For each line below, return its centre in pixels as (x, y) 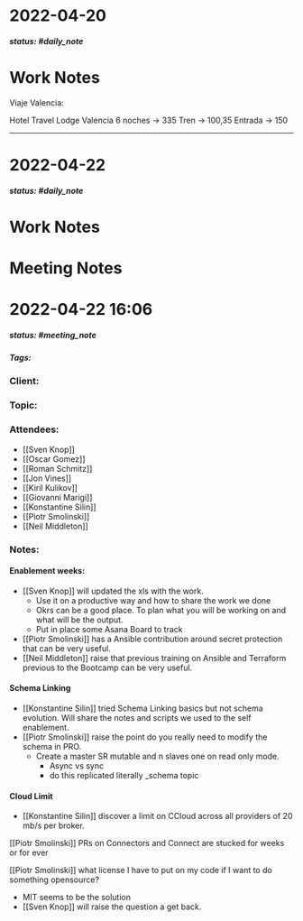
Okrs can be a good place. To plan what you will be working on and (161, 610)
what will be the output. (79, 620)
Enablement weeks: (47, 571)
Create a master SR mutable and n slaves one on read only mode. (157, 756)
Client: (24, 382)
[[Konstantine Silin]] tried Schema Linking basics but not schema (142, 708)
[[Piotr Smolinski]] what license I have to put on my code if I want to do (141, 870)
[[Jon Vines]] (47, 478)
